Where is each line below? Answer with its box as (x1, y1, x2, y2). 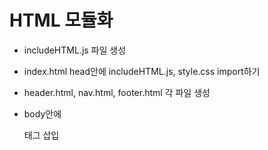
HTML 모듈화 (9, 9, 114, 32)
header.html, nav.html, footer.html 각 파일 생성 (23, 86, 211, 98)
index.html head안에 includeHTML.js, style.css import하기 (23, 65, 261, 77)
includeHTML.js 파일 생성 (23, 44, 127, 56)
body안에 (23, 107, 62, 120)
